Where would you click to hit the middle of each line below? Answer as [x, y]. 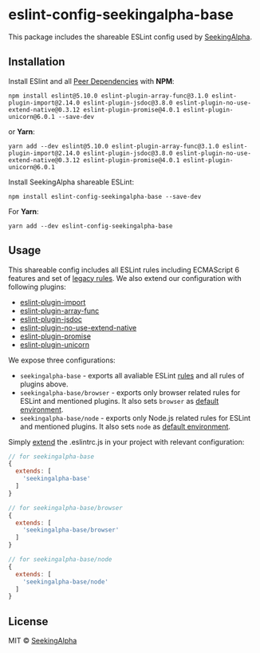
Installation [37, 62]
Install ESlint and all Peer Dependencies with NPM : [91, 81]
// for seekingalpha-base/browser [66, 508]
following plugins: [37, 287]
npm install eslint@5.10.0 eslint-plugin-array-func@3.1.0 [108, 96]
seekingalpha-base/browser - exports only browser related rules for [130, 392]
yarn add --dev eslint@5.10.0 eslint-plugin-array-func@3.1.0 [114, 146]
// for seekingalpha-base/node [60, 560]
